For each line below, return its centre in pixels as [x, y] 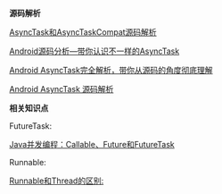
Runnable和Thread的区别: [57, 181]
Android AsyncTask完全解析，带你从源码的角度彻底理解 [111, 70]
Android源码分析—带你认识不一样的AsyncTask [95, 51]
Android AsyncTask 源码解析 [62, 89]
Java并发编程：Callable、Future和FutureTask [92, 144]
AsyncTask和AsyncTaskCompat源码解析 [83, 32]
